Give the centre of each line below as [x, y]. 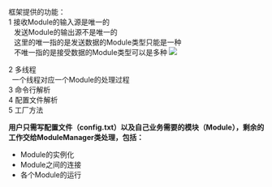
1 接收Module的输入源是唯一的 [59, 22]
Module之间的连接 [51, 165]
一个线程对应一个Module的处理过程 [71, 80]
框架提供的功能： [37, 12]
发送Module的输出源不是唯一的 [65, 32]
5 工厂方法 [26, 110]
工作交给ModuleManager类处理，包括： [76, 137]
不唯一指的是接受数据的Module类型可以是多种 [91, 52]
